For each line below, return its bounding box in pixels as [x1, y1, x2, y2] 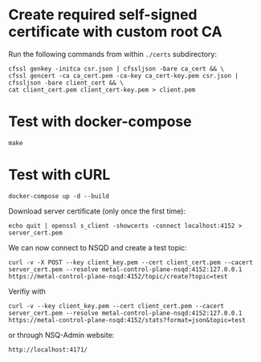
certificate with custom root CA [8, 22, 222, 41]
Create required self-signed [8, 6, 198, 24]
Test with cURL [8, 166, 111, 184]
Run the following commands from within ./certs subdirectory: [8, 49, 217, 59]
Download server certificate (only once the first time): [8, 206, 186, 216]
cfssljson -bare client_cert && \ [8, 79, 124, 87]
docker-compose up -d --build [8, 192, 110, 200]
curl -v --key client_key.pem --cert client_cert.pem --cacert [8, 302, 225, 310]
